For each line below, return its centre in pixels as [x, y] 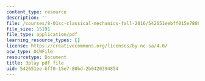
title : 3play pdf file [35, 63]
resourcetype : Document [37, 57]
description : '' [27, 18]
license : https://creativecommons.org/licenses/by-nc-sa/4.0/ [87, 46]
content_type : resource [37, 12]
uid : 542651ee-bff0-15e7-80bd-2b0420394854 [63, 69]
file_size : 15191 [28, 29]
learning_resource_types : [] [43, 40]
